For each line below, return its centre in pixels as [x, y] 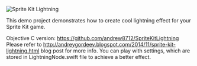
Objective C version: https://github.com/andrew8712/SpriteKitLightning [93, 38]
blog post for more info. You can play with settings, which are [115, 51]
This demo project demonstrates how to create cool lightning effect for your [98, 20]
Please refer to [24, 44]
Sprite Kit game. [26, 27]
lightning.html [23, 51]
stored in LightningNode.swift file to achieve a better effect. [79, 57]
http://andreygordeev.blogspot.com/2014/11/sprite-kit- [110, 44]
